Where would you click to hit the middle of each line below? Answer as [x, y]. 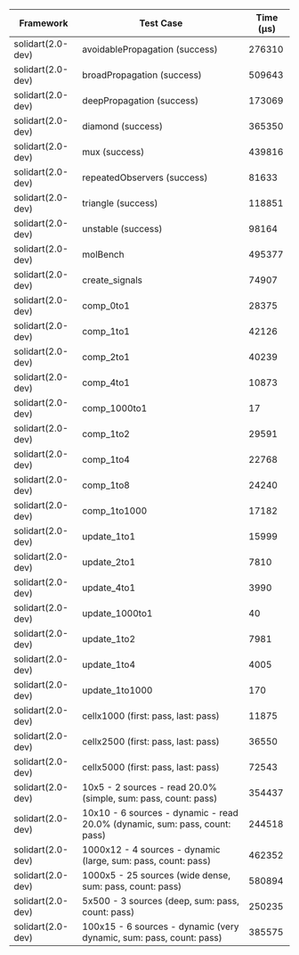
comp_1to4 [106, 460]
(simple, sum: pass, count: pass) [150, 799]
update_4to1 [109, 588]
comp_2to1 [106, 357]
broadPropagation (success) [142, 75]
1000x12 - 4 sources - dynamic [151, 849]
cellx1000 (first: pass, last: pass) [151, 716]
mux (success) [113, 152]
